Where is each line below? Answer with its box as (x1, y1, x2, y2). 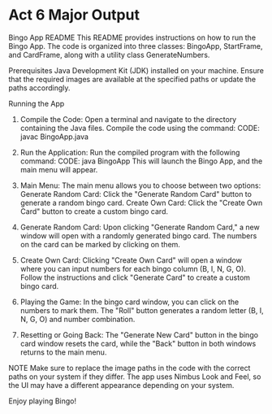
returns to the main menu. (19, 347, 107, 357)
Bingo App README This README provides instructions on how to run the (8, 33, 257, 42)
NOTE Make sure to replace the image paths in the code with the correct (8, 363, 251, 373)
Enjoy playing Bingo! (8, 396, 77, 406)
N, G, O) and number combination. (19, 314, 136, 324)
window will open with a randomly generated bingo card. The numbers (19, 230, 257, 241)
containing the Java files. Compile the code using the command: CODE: (19, 123, 260, 133)
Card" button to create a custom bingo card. (19, 206, 169, 216)
